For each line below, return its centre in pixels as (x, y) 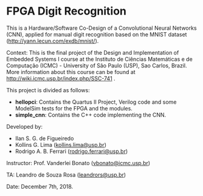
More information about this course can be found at (71, 72)
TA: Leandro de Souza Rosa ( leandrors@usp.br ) (66, 175)
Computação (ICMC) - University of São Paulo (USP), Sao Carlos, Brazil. (97, 66)
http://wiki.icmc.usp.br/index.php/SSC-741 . (61, 78)
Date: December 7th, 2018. (40, 186)
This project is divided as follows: (48, 90)
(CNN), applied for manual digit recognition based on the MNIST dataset (97, 34)
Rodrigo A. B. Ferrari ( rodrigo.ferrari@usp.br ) (71, 151)
